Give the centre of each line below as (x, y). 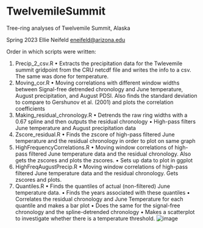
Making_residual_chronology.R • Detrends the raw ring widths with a (101, 115)
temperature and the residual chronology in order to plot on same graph (105, 140)
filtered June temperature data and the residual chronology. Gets (97, 173)
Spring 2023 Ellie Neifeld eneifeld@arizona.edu (66, 40)
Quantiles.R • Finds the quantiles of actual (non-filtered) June (93, 186)
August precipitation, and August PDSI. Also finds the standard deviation (106, 95)
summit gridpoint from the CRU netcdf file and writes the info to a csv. (103, 70)
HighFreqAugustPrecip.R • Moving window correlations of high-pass (101, 167)
